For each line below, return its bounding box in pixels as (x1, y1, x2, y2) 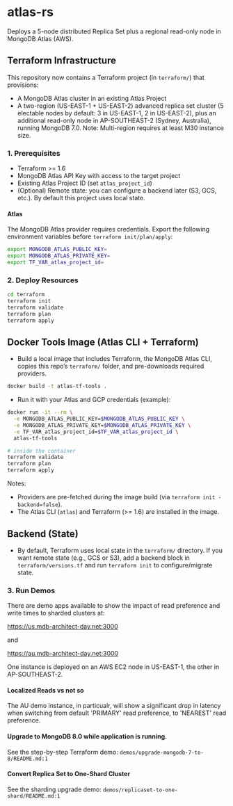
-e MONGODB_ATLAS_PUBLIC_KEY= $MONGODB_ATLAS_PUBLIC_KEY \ (13, 415, 186, 423)
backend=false (17, 501, 58, 508)
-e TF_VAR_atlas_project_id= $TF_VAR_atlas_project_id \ (13, 428, 179, 435)
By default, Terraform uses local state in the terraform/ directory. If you (17, 546, 223, 554)
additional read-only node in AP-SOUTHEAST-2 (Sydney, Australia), (17, 116, 211, 124)
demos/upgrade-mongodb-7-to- (119, 749, 204, 756)
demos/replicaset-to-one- (103, 787, 178, 793)
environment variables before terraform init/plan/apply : (7, 232, 173, 241)
